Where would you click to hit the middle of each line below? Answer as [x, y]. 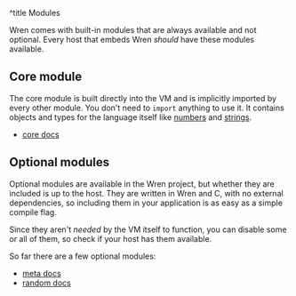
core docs [40, 134]
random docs [46, 283]
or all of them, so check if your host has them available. [111, 238]
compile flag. [33, 212]
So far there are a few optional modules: [83, 256]
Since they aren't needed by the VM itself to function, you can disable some [148, 229]
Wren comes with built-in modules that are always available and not [133, 30]
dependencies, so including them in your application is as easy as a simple [146, 203]
